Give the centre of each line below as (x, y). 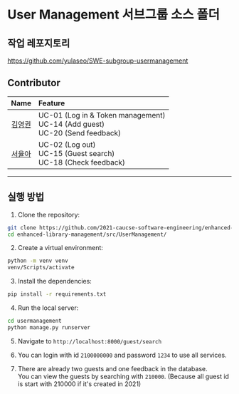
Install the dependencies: (55, 281)
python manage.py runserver (49, 327)
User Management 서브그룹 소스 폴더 (114, 15)
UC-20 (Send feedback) (80, 133)
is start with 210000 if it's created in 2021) (79, 384)
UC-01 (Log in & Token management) (102, 115)
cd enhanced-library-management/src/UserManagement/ (87, 234)
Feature (52, 103)
